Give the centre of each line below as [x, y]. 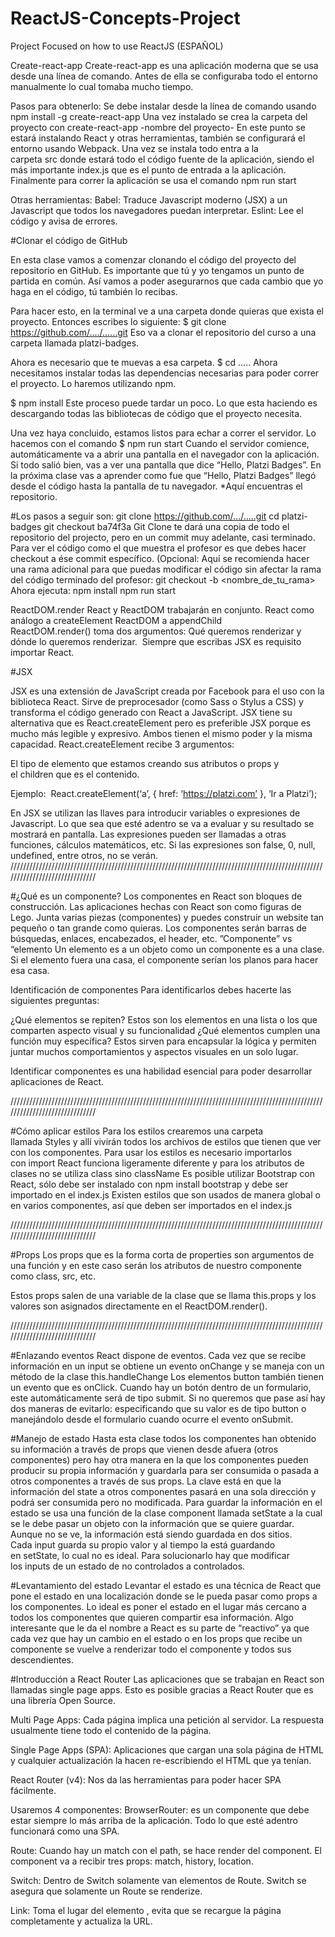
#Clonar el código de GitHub [69, 240]
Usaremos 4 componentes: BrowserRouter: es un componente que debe [160, 1809]
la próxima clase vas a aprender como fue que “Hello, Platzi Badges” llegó [163, 475]
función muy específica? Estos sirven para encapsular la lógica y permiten [163, 1041]
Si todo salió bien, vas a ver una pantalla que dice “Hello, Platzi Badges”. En [166, 464]
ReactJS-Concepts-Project [125, 18]
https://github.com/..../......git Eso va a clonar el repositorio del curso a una [163, 332]
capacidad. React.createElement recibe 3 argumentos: [122, 744]
